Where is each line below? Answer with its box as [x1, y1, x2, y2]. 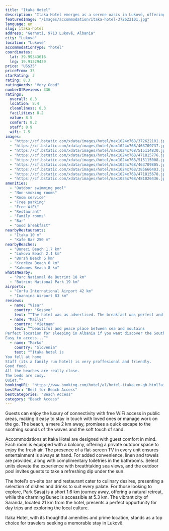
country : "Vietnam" [14, 321, 55, 327]
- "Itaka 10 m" [10, 232, 42, 238]
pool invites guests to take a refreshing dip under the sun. [5, 468, 125, 475]
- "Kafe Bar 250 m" [10, 237, 51, 242]
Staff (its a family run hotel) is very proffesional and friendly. [5, 359, 152, 364]
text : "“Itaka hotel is [14, 349, 64, 355]
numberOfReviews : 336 [5, 87, 51, 92]
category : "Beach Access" [5, 396, 59, 401]
